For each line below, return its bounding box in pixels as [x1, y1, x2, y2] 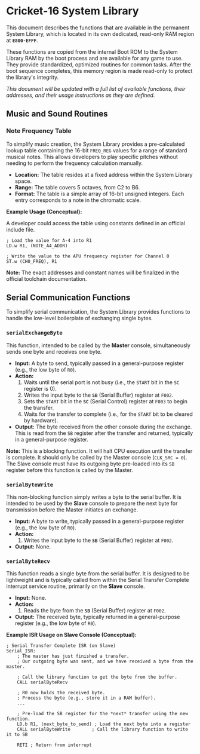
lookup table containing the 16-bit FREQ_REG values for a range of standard [6, 146, 187, 154]
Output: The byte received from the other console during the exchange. [14, 423, 192, 430]
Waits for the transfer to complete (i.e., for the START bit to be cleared [23, 410, 193, 418]
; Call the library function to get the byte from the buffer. [17, 674, 178, 681]
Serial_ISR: [6, 648, 36, 654]
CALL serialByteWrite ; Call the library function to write [17, 727, 188, 732]
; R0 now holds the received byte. [17, 690, 106, 696]
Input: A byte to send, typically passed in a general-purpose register [14, 360, 184, 367]
